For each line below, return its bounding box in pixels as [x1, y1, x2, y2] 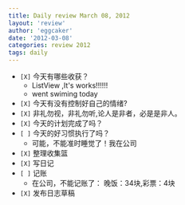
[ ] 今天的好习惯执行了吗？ [19, 128, 110, 138]
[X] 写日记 [19, 159, 54, 168]
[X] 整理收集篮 [19, 148, 69, 158]
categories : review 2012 [8, 41, 91, 49]
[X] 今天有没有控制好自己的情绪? [19, 99, 128, 108]
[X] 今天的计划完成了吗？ [19, 119, 104, 128]
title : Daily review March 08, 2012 [8, 11, 130, 20]
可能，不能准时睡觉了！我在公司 [31, 139, 137, 148]
